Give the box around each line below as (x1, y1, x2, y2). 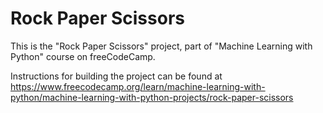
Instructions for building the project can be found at (10, 70, 223, 82)
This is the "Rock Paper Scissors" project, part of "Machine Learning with (10, 40, 313, 52)
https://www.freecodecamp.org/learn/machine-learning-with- (10, 80, 266, 92)
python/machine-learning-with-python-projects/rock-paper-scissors (10, 91, 294, 103)
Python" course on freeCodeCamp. (10, 50, 156, 62)
